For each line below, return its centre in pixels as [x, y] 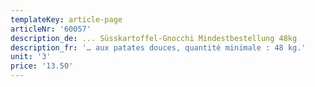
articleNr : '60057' [51, 29]
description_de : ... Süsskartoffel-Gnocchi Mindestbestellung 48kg [154, 38]
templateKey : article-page [66, 19]
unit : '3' [31, 57]
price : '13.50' [42, 66]
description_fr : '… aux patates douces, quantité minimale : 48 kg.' [158, 47]
